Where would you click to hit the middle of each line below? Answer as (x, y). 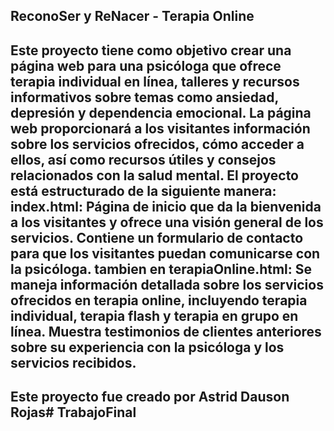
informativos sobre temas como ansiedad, (144, 97)
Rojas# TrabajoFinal (73, 412)
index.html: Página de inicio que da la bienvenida (166, 206)
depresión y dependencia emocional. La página (161, 112)
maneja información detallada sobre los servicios (167, 284)
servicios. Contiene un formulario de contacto (157, 237)
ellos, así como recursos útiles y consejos (143, 159)
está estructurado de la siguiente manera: (143, 190)
